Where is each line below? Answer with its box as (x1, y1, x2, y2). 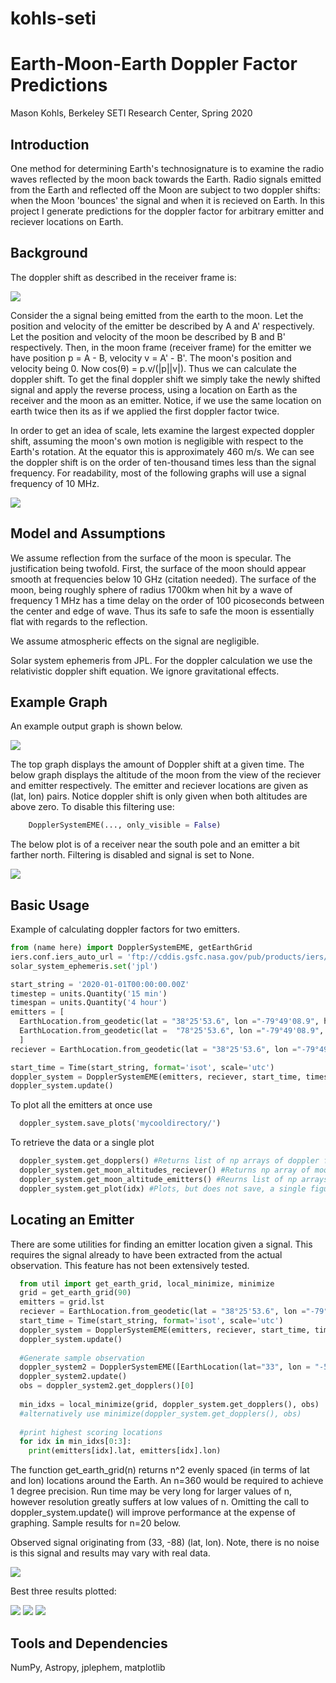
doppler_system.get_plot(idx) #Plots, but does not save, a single (19, 1183, 307, 1194)
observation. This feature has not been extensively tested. (10, 1259, 250, 1271)
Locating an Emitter (10, 1212, 135, 1229)
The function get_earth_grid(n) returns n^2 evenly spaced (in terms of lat (10, 1464, 310, 1476)
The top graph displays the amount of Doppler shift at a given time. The (10, 758, 305, 771)
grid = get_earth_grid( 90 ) (19, 1288, 132, 1298)
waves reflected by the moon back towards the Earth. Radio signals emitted (10, 173, 322, 185)
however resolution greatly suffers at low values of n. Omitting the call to (10, 1496, 310, 1508)
